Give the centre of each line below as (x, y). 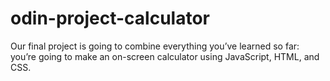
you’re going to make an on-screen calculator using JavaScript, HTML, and (165, 56)
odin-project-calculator (110, 18)
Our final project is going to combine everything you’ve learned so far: (155, 46)
